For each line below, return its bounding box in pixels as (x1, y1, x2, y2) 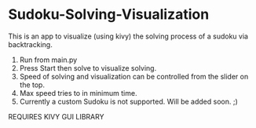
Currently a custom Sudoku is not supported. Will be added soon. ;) (19, 97, 238, 106)
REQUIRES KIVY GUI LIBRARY (8, 112, 104, 121)
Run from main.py (19, 55, 78, 64)
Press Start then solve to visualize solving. (19, 63, 157, 72)
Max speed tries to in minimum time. (19, 88, 137, 97)
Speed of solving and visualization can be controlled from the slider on (19, 71, 249, 81)
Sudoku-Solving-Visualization (8, 5, 210, 24)
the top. (19, 80, 46, 90)
